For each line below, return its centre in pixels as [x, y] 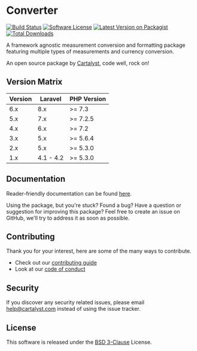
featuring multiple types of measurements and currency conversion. [90, 51]
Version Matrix [34, 82]
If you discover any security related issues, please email [75, 302]
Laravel [51, 98]
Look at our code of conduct [50, 269]
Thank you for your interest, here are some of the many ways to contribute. [99, 251]
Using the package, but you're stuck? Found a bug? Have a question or [94, 205]
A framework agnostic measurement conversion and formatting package [96, 45]
